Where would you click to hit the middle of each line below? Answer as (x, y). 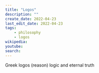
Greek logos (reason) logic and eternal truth (50, 65)
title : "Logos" (21, 10)
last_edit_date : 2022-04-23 (34, 23)
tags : (11, 28)
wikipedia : (16, 42)
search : (13, 51)
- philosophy (27, 33)
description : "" (22, 14)
